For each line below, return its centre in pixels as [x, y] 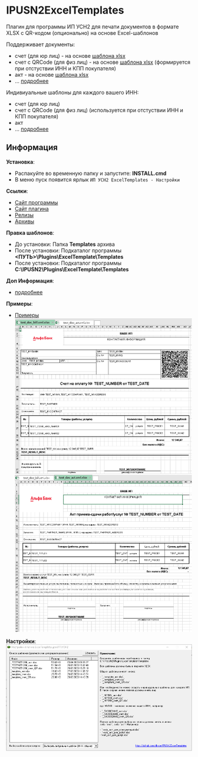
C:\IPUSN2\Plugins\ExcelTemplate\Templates [72, 269]
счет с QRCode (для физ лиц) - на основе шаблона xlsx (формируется [102, 62]
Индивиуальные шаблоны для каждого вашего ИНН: [72, 92]
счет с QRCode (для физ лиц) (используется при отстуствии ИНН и [99, 110]
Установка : [21, 162]
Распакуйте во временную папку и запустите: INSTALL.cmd [90, 173]
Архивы [24, 221]
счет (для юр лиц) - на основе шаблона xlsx [70, 56]
